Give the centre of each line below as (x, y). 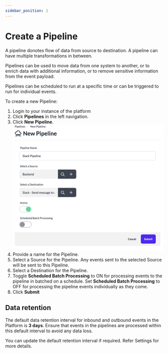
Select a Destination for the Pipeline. (50, 271)
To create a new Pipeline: (31, 101)
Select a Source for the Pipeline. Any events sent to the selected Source (87, 260)
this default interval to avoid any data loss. (49, 331)
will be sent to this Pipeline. (41, 265)
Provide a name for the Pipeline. (46, 254)
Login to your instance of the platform (52, 111)
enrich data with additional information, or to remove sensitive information (82, 71)
